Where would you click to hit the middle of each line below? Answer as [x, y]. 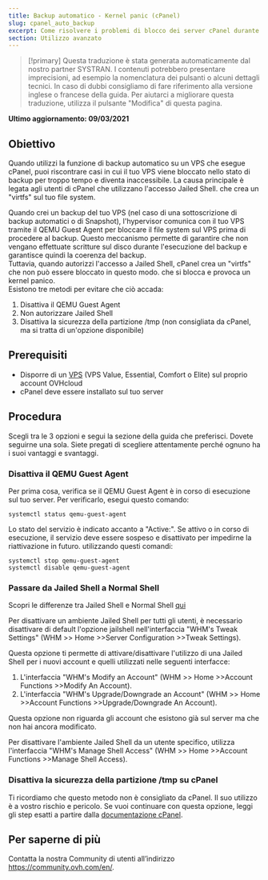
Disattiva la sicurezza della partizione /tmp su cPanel [113, 780]
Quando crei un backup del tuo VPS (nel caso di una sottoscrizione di [123, 213]
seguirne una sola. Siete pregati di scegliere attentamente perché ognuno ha [134, 444]
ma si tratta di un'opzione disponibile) [82, 330]
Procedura [35, 417]
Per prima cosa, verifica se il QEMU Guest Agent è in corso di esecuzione [129, 491]
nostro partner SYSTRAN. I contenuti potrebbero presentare [126, 70]
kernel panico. [32, 281]
